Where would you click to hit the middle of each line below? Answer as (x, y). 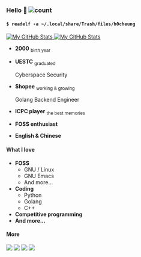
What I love (20, 149)
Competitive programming (49, 214)
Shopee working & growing (45, 87)
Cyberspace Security (41, 75)
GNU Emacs (39, 176)
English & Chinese (38, 136)
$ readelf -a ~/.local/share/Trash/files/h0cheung (71, 24)
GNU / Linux (39, 169)
